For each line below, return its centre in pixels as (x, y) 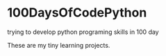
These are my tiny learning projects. (59, 45)
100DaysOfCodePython (77, 13)
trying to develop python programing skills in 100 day (83, 32)
